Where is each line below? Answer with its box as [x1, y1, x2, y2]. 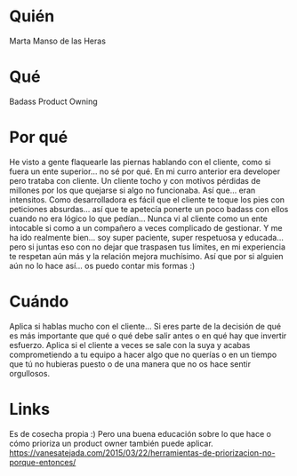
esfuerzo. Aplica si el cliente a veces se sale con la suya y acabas [9, 339, 251, 350]
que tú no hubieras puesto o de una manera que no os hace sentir [9, 358, 252, 369]
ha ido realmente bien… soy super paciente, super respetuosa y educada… [9, 232, 285, 242]
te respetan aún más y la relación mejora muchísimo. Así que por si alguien [9, 250, 284, 261]
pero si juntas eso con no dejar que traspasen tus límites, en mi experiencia [9, 242, 286, 252]
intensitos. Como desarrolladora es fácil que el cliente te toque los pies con [9, 194, 285, 205]
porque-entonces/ [9, 456, 76, 467]
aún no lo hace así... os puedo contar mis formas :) [9, 260, 196, 271]
